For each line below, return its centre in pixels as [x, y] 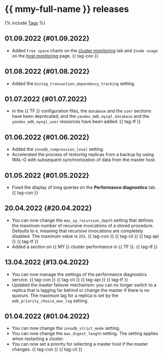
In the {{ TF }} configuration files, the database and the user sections [82, 111]
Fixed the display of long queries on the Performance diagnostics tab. [84, 187]
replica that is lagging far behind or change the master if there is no [81, 290]
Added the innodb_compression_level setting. [58, 149]
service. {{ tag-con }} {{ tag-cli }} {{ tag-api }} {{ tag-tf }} [70, 279]
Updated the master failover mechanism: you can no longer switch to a [84, 285]
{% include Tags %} [25, 23]
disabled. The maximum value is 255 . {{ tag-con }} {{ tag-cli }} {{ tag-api [85, 236]
